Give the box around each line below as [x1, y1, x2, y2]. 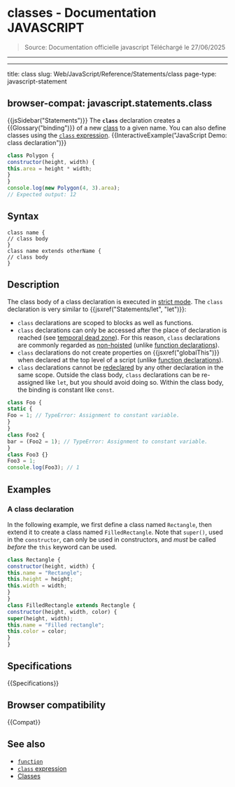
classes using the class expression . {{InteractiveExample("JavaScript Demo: [7, 131, 227, 139]
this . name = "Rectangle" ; [7, 569, 83, 576]
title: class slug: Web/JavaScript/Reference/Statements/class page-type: [7, 69, 217, 78]
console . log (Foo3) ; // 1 [7, 464, 80, 471]
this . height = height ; [7, 576, 73, 583]
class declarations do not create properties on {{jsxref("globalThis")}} [17, 348, 220, 357]
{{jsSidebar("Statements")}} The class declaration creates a [7, 116, 180, 124]
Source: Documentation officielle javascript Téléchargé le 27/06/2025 [24, 43, 226, 51]
